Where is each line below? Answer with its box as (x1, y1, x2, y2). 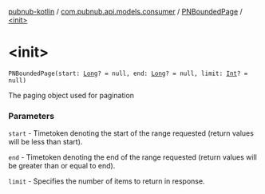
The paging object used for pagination (8, 90, 134, 100)
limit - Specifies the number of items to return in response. (8, 176, 205, 186)
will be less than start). (8, 137, 83, 147)
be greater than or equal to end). (8, 161, 116, 171)
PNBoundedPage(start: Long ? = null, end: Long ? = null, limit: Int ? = (8, 69, 248, 77)
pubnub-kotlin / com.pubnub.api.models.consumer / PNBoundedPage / (8, 7, 243, 16)
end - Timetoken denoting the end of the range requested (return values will (8, 152, 257, 162)
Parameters (8, 110, 54, 121)
